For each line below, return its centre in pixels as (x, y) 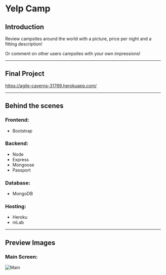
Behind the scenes (34, 106)
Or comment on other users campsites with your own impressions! (73, 53)
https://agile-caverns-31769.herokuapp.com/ (51, 86)
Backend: (17, 143)
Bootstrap (22, 131)
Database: (18, 183)
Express (21, 159)
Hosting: (16, 207)
